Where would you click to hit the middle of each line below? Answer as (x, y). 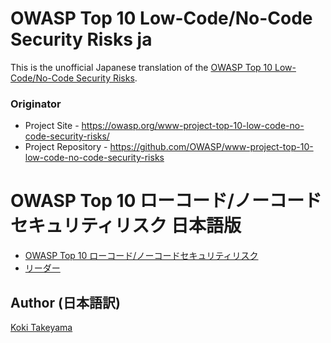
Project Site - (52, 126)
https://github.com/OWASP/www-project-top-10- (211, 147)
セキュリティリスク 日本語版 (126, 226)
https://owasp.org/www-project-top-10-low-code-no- (193, 126)
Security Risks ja (81, 39)
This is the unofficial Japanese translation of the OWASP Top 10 (141, 67)
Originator (36, 104)
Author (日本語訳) (65, 302)
